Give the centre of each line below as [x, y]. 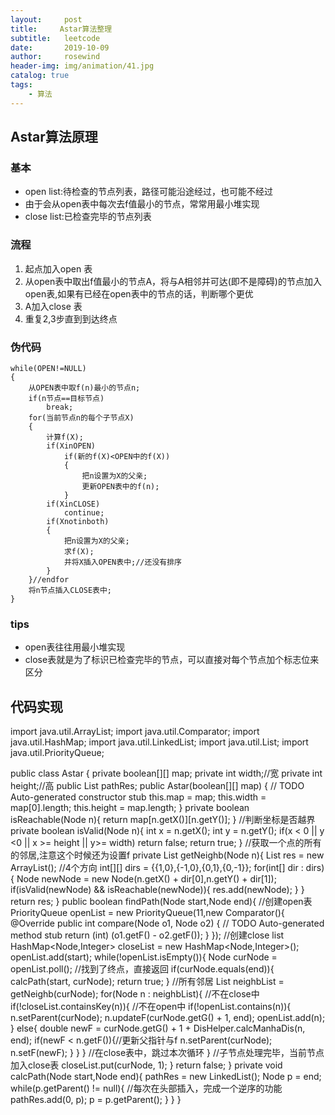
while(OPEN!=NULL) [48, 368]
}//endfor [49, 579]
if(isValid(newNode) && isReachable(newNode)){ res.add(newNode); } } [157, 890]
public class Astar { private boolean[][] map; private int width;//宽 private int [166, 773]
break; [60, 407]
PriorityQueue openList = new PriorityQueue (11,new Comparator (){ [147, 913]
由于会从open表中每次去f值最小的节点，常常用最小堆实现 [142, 204]
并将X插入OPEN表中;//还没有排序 [122, 562]
